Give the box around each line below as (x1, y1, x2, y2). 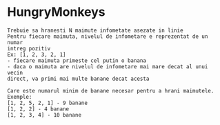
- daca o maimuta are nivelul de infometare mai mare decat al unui (7, 63, 208, 70)
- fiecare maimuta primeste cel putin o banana (7, 57, 147, 64)
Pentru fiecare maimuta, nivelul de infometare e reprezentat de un (7, 32, 208, 40)
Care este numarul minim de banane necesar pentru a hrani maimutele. (7, 87, 214, 94)
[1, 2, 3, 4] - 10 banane (7, 111, 81, 118)
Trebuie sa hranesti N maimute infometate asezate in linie (7, 27, 184, 34)
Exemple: (7, 93, 32, 100)
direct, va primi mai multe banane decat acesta (7, 75, 150, 82)
